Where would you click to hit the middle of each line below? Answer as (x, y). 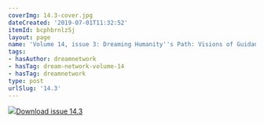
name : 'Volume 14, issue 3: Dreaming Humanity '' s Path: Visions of (121, 45)
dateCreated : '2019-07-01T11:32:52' (68, 23)
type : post (26, 81)
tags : (17, 52)
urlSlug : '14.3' (35, 88)
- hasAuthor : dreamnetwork (52, 60)
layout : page (29, 37)
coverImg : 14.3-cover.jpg (50, 15)
